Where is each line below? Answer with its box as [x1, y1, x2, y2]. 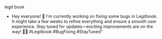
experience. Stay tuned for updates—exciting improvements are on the [11, 24, 153, 29]
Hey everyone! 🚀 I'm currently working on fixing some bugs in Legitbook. [11, 13, 158, 19]
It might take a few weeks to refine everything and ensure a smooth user [11, 19, 157, 24]
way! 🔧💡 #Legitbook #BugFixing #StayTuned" [11, 29, 103, 34]
